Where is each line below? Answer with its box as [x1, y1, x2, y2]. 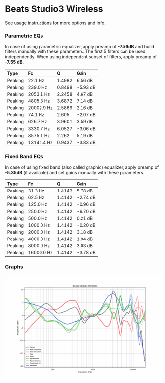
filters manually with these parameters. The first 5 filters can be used [5, 48, 146, 55]
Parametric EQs [5, 32, 43, 39]
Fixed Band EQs [5, 153, 43, 160]
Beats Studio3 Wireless [5, 3, 103, 15]
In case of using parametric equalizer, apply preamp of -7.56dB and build [5, 44, 155, 49]
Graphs [5, 263, 23, 270]
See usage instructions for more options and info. [5, 20, 106, 26]
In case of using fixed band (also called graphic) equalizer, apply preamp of [5, 164, 159, 170]
